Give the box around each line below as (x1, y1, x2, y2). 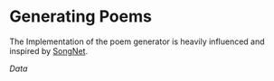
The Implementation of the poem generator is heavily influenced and (9, 36, 265, 47)
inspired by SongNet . (9, 45, 89, 56)
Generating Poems (9, 6, 152, 27)
